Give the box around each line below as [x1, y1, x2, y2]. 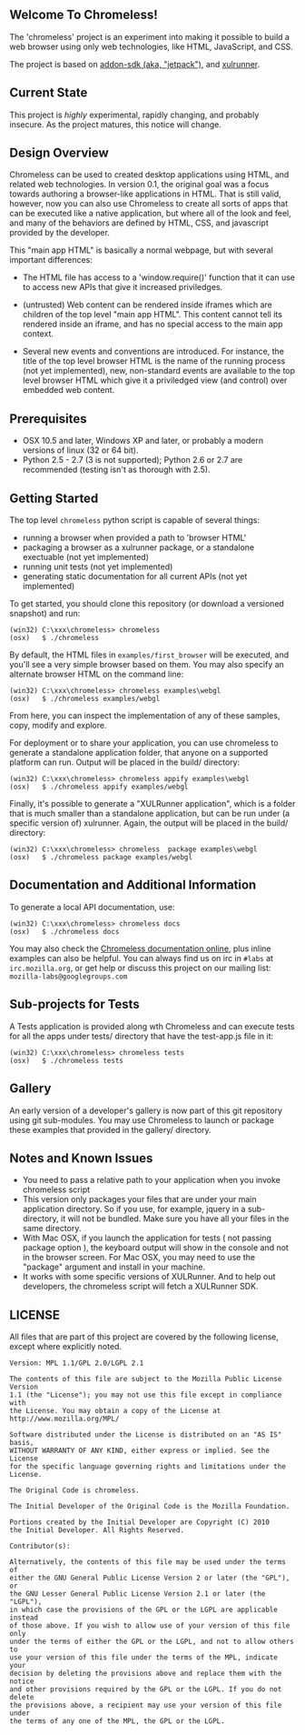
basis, [9, 1439, 34, 1448]
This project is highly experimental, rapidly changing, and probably [9, 109, 260, 120]
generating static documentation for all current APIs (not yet [22, 571, 248, 582]
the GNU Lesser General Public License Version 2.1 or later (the [9, 1590, 266, 1599]
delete [9, 1693, 34, 1702]
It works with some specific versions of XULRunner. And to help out [22, 1271, 276, 1282]
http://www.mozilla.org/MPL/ [9, 1414, 120, 1424]
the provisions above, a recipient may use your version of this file [9, 1700, 282, 1710]
